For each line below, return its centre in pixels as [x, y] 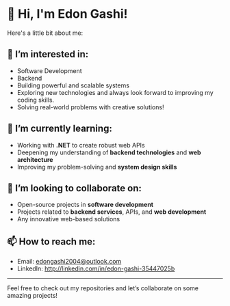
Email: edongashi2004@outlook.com [69, 262]
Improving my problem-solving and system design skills [97, 167]
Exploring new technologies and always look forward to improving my [115, 92]
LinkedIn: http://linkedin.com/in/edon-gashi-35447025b [96, 268]
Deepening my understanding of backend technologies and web [109, 152]
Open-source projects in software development [85, 205]
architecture [35, 159]
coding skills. [36, 100]
